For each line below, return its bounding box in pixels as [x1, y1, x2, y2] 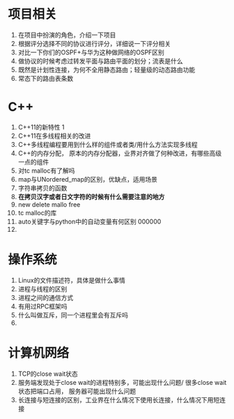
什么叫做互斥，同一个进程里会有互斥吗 [17, 310, 128, 319]
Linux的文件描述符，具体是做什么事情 [17, 276, 126, 284]
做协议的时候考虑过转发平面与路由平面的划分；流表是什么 [17, 56, 183, 65]
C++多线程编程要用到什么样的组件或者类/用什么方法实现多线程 [17, 140, 198, 148]
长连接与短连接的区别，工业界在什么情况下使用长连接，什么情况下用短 [17, 395, 220, 404]
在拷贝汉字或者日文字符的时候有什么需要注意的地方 [17, 192, 165, 200]
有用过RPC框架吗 [17, 302, 68, 310]
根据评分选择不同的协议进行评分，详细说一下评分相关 [17, 39, 171, 47]
